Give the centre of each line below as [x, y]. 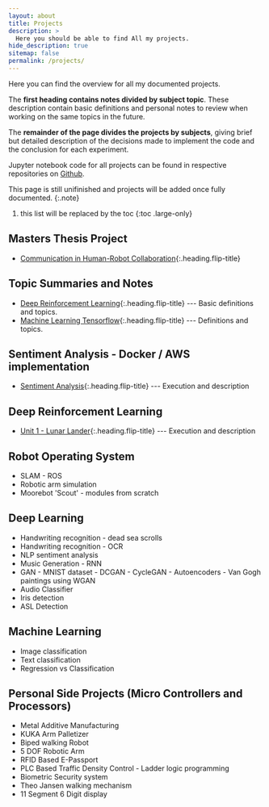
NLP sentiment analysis [59, 554]
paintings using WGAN [58, 580]
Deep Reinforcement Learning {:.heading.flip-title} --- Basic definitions [137, 303]
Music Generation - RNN [61, 563]
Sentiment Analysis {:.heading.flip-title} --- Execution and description [134, 386]
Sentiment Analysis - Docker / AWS [99, 354]
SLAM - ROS [41, 475]
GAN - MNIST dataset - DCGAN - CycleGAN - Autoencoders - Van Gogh [140, 572]
